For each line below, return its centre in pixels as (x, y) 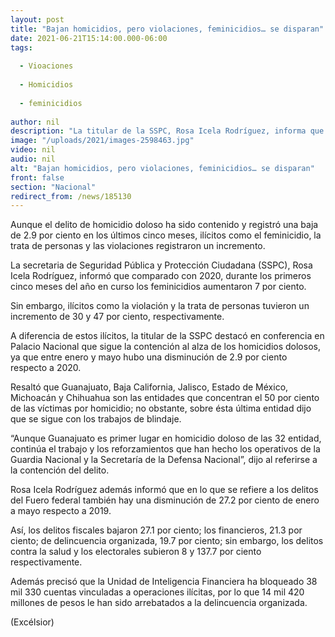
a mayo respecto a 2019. (61, 511)
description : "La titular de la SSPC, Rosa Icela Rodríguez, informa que (167, 131)
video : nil (33, 150)
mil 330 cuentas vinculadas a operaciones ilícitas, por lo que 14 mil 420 (157, 592)
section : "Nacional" (53, 187)
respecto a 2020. (46, 368)
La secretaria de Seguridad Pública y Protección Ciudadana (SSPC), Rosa (161, 265)
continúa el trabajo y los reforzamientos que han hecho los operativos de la (165, 449)
